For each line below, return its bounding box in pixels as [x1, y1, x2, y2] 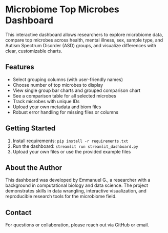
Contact [5, 208, 32, 217]
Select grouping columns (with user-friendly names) [12, 76, 123, 83]
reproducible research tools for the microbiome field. [5, 193, 117, 200]
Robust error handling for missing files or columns [12, 109, 119, 115]
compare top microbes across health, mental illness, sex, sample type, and [5, 37, 163, 43]
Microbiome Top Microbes [5, 4, 119, 15]
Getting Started [5, 124, 56, 133]
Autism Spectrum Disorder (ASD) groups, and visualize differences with [5, 42, 156, 48]
